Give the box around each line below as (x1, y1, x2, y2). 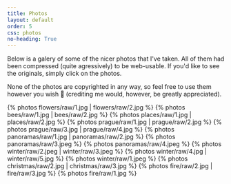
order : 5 (7, 23, 32, 30)
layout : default (7, 17, 54, 23)
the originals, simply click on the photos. (7, 70, 122, 78)
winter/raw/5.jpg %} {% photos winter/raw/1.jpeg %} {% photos (7, 154, 188, 163)
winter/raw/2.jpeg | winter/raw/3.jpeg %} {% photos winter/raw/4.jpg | (7, 147, 207, 156)
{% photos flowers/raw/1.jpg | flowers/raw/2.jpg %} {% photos (7, 103, 185, 112)
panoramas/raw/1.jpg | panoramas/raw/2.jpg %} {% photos (7, 132, 176, 141)
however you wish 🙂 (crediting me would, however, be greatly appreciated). (7, 90, 222, 99)
